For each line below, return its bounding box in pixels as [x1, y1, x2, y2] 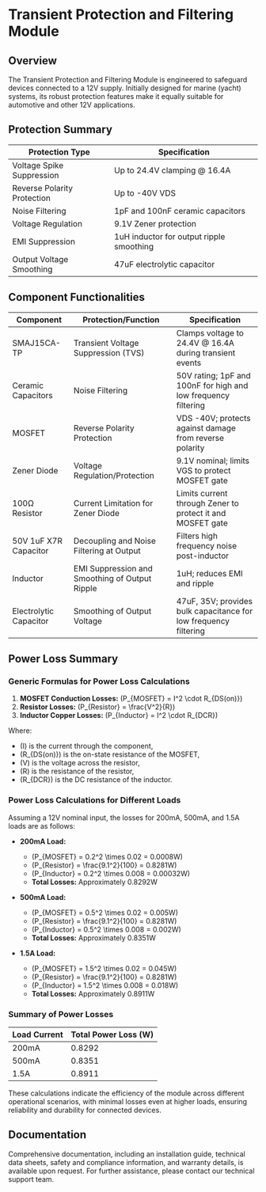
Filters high [176, 530, 218, 541]
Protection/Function [82, 314, 160, 325]
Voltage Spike [12, 160, 64, 171]
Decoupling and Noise [74, 535, 157, 546]
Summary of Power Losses [8, 1008, 114, 1019]
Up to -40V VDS [114, 188, 177, 199]
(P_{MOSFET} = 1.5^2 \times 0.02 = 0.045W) [31, 963, 177, 973]
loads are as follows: [8, 821, 75, 830]
